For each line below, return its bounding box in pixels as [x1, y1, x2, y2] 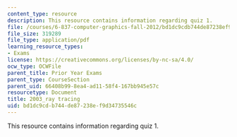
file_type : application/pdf [7, 37, 90, 44]
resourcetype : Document [7, 89, 78, 96]
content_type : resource [7, 10, 78, 18]
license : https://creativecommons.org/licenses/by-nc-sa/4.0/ [7, 56, 194, 64]
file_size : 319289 [7, 30, 61, 37]
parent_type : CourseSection [7, 76, 90, 83]
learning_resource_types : [7, 43, 83, 50]
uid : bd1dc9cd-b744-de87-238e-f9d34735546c [7, 102, 138, 109]
